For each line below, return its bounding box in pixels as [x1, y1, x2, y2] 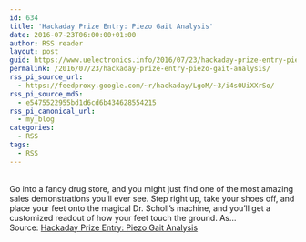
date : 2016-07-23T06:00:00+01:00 [9, 30, 137, 39]
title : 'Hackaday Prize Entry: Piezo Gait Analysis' [9, 22, 214, 31]
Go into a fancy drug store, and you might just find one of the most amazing [9, 183, 294, 194]
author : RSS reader [9, 38, 84, 48]
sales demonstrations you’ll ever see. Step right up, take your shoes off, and [9, 193, 295, 204]
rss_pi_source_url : [9, 73, 84, 82]
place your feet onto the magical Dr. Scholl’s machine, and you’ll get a [9, 202, 271, 214]
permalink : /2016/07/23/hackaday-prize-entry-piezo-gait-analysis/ [9, 65, 271, 74]
